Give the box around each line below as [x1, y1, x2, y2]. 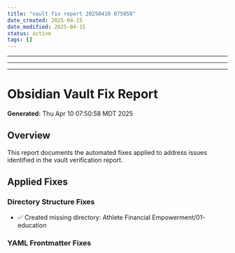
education [17, 221, 47, 229]
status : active [7, 29, 52, 37]
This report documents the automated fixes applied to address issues [7, 148, 208, 156]
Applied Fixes [7, 176, 69, 188]
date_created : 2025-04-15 [7, 17, 83, 24]
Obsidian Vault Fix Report [7, 86, 159, 102]
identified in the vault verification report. [7, 156, 124, 164]
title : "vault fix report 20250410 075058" [7, 10, 136, 18]
